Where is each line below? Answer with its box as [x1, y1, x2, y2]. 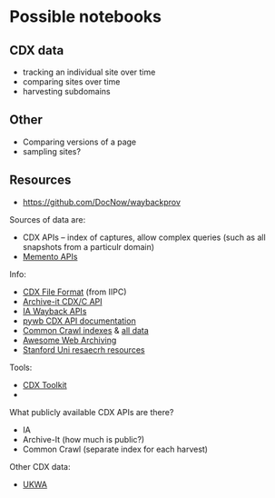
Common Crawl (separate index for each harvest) [22, 443, 209, 454]
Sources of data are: [9, 214, 86, 224]
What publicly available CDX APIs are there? [9, 406, 174, 417]
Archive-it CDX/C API [22, 295, 103, 306]
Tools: [9, 362, 33, 373]
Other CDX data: [9, 461, 71, 472]
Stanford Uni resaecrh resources [22, 344, 145, 355]
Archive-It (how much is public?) [22, 433, 145, 444]
